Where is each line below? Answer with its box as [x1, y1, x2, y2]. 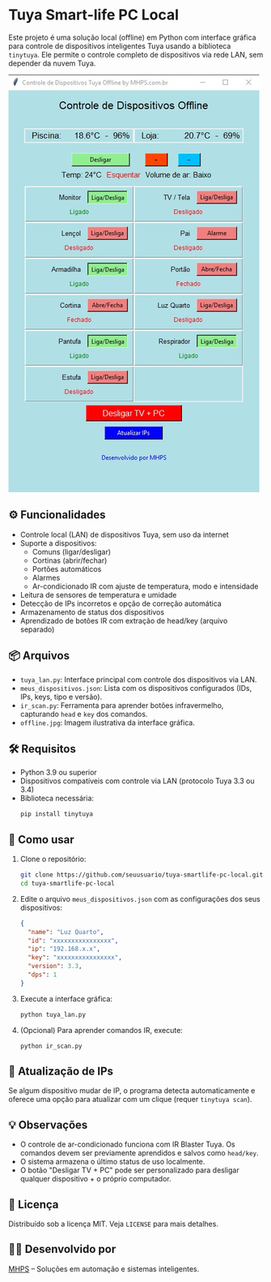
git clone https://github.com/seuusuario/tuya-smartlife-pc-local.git [19, 871, 264, 879]
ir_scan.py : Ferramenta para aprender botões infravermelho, [19, 700, 224, 710]
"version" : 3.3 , [28, 963, 83, 971]
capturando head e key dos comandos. [19, 709, 148, 718]
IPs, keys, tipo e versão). [19, 692, 103, 701]
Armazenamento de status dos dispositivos [19, 607, 164, 617]
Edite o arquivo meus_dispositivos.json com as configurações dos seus [19, 894, 260, 903]
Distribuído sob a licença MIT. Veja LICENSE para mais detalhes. [8, 1219, 218, 1228]
